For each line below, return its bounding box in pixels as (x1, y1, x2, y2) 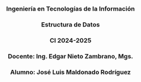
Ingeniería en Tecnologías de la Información (6, 4, 135, 12)
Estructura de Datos (41, 20, 100, 28)
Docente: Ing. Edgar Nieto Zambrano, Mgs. (7, 52, 134, 60)
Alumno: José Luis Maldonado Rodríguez (10, 68, 131, 76)
